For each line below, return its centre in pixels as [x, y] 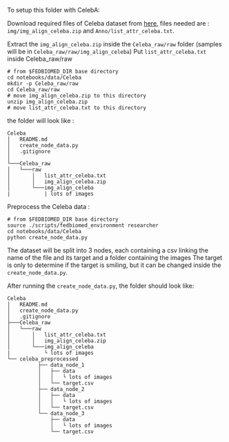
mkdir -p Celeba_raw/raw [43, 84]
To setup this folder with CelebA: [53, 10]
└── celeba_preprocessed [43, 359]
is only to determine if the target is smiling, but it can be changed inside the [114, 265]
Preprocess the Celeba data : [49, 206]
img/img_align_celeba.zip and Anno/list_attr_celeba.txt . [91, 31]
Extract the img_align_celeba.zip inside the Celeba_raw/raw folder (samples [114, 44]
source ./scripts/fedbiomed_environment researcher [83, 225]
